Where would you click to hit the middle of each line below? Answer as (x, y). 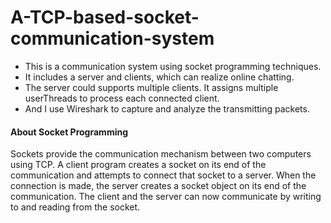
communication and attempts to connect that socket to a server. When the (163, 175)
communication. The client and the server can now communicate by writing (166, 197)
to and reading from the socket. (75, 207)
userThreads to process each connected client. (122, 98)
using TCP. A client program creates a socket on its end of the (138, 165)
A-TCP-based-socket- (105, 17)
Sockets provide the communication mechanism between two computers (161, 154)
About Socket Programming (69, 132)
